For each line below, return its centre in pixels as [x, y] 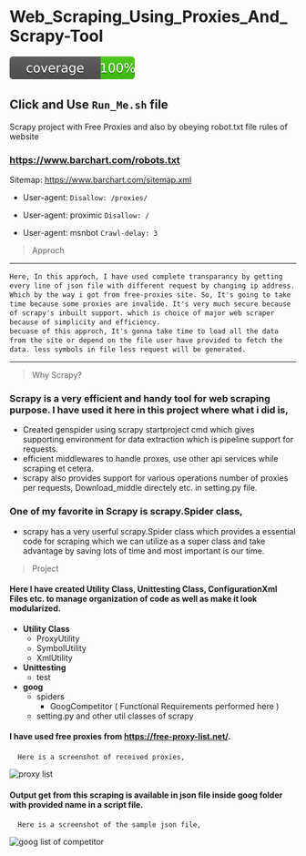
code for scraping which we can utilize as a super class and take [144, 541]
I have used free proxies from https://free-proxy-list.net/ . [120, 737]
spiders [51, 696]
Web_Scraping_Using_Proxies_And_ [148, 17]
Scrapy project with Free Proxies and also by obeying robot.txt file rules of [149, 127]
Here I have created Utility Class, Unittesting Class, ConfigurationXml [143, 589]
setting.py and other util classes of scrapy [115, 716]
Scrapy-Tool [56, 36]
